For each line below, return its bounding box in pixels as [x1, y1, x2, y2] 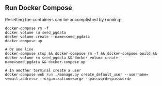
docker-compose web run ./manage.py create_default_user [5, 72, 123, 77]
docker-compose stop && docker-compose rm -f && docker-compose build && [5, 51, 158, 56]
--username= [124, 72, 149, 77]
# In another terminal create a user [5, 68, 81, 73]
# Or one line [5, 47, 34, 52]
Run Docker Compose [5, 4, 73, 12]
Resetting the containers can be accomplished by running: [5, 16, 122, 22]
